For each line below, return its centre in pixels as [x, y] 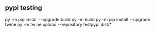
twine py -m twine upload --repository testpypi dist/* [58, 24]
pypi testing [24, 8]
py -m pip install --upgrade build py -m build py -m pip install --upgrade [78, 19]
